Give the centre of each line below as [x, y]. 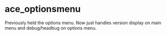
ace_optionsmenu [43, 9]
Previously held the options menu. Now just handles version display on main [83, 23]
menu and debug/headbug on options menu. [51, 28]
